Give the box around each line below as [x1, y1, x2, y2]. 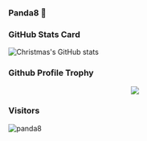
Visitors [8, 105, 40, 116]
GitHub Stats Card [8, 28, 80, 39]
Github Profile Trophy [8, 68, 94, 79]
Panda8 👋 [8, 7, 47, 19]
